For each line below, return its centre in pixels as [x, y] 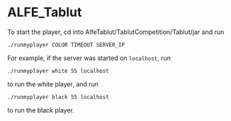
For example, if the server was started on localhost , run [89, 58]
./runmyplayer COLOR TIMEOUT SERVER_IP [66, 45]
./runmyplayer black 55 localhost [58, 97]
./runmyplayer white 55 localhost [58, 71]
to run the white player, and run [53, 84]
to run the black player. [41, 110]
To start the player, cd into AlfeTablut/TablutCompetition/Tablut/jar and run [116, 32]
